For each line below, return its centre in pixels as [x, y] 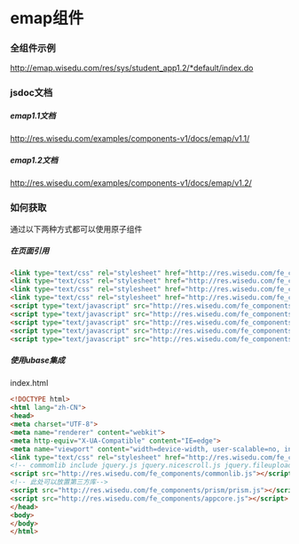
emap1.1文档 [33, 116]
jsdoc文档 [31, 92]
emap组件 [47, 18]
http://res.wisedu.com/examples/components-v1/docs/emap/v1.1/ [130, 139]
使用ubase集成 [38, 360]
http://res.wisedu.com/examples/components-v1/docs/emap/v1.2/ [131, 183]
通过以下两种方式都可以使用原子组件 [76, 228]
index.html [29, 383]
